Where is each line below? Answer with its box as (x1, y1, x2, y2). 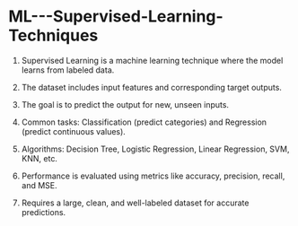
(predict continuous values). (21, 126, 127, 136)
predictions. (21, 206, 66, 217)
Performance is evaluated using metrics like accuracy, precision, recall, (21, 170, 285, 181)
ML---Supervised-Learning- (8, 6, 223, 27)
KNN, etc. (21, 152, 57, 163)
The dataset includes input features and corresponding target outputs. (21, 82, 282, 92)
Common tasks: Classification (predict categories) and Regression (21, 117, 267, 127)
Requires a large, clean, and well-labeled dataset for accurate (21, 197, 250, 208)
